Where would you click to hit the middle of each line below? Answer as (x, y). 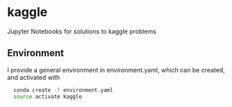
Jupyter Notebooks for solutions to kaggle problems (82, 31)
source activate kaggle (48, 97)
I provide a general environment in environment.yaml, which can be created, (116, 69)
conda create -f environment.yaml (63, 90)
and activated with (34, 77)
